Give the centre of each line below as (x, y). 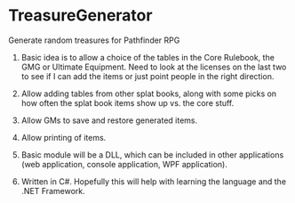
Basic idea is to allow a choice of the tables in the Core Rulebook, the (147, 57)
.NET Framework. (53, 191)
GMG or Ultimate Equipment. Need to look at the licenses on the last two (154, 67)
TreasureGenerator (80, 16)
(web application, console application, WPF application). (124, 164)
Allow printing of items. (64, 137)
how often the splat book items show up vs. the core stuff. (128, 102)
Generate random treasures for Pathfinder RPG (94, 40)
